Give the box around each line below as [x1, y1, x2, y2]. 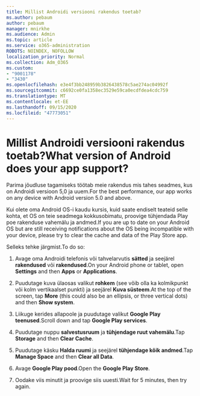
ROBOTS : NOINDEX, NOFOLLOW [6, 48, 74, 54]
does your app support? [6, 161, 129, 175]
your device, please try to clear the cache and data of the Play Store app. [6, 232, 188, 239]
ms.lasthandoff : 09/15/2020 [6, 104, 77, 110]
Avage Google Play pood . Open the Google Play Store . [14, 365, 151, 372]
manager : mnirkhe [6, 25, 50, 32]
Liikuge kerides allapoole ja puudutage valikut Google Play [14, 310, 161, 318]
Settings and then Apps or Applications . [14, 268, 117, 275]
